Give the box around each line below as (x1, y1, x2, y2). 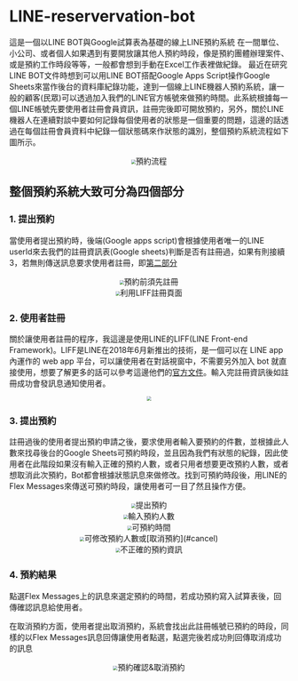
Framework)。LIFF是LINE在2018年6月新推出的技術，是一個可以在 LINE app (9, 344, 284, 355)
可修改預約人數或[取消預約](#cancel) (83, 533, 219, 544)
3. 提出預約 (9, 414, 57, 427)
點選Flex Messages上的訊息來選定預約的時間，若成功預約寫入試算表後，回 (9, 590, 282, 601)
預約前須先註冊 (123, 276, 179, 286)
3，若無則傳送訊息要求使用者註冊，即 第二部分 (9, 257, 177, 268)
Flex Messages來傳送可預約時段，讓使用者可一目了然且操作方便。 (9, 481, 251, 492)
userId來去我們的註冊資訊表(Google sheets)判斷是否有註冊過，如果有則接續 (9, 246, 286, 257)
